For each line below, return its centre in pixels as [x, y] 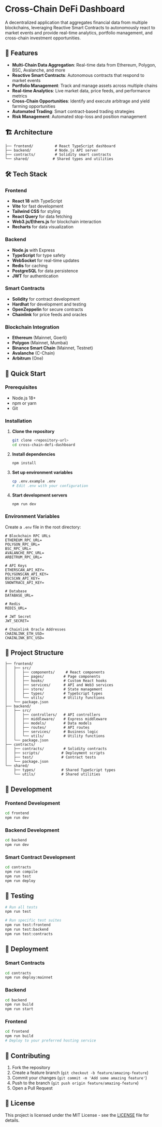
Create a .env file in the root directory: [43, 527]
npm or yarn [24, 403]
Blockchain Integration [32, 327]
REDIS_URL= [16, 608]
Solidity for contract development [46, 299]
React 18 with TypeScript [37, 201]
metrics [20, 96]
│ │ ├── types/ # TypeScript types [54, 694]
